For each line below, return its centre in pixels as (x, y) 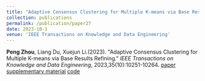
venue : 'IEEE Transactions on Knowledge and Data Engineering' (88, 35)
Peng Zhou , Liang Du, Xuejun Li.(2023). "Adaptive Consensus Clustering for (102, 52)
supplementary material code (43, 71)
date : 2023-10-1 (27, 29)
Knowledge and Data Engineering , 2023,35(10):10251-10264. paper (91, 65)
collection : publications (39, 18)
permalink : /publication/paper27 (49, 23)
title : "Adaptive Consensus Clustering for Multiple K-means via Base (98, 12)
